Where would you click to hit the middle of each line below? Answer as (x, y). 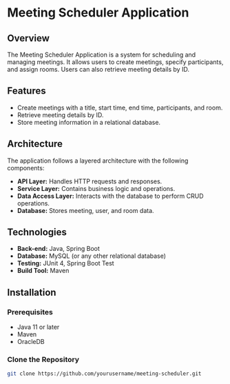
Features (27, 91)
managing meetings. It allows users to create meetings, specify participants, (115, 62)
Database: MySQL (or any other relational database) (92, 256)
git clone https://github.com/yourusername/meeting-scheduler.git (104, 374)
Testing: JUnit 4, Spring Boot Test (66, 263)
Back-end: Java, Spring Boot (58, 249)
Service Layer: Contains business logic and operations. (96, 188)
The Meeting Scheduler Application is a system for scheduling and (102, 54)
